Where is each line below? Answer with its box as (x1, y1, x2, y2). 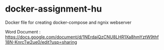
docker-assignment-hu (5, 3, 102, 15)
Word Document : (5, 29, 41, 34)
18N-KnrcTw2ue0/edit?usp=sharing (5, 39, 77, 45)
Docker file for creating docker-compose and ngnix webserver (5, 19, 132, 25)
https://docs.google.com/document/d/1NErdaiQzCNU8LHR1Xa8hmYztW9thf (5, 34, 159, 40)
